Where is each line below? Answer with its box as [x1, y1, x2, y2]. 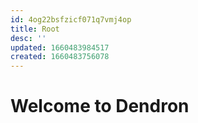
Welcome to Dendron [10, 95, 190, 118]
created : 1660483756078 [10, 52, 110, 62]
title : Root [10, 24, 60, 34]
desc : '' [10, 33, 47, 43]
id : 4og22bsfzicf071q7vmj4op [10, 14, 132, 25]
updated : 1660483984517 [10, 42, 110, 53]
